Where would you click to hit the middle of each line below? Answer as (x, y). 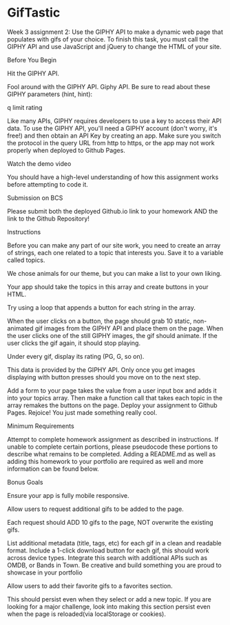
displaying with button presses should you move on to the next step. (104, 377)
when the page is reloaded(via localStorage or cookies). (87, 614)
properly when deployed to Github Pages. (66, 150)
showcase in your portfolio (45, 572)
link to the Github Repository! (48, 218)
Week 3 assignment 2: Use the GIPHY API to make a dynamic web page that (115, 32)
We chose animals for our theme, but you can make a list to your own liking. (115, 273)
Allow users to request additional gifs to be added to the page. (95, 509)
